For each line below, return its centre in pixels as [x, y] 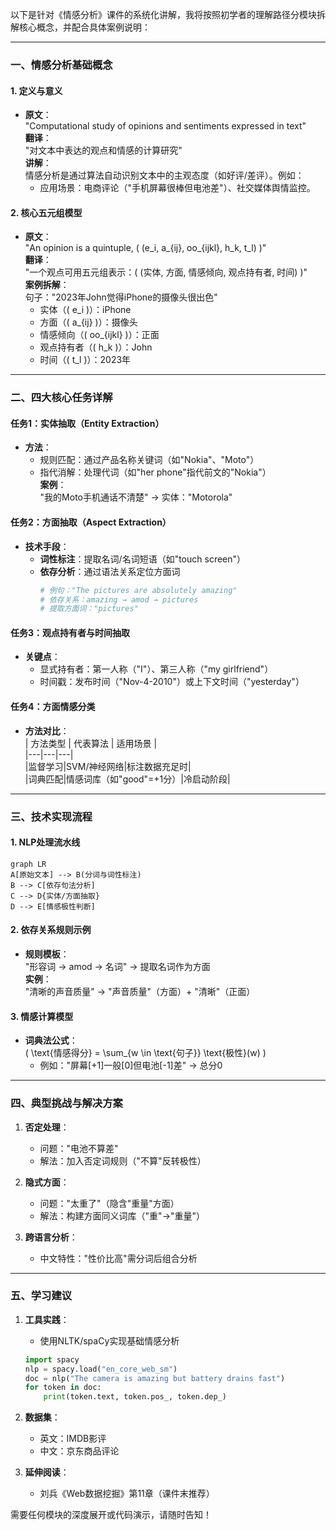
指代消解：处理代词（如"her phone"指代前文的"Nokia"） [155, 472]
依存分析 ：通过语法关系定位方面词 [110, 571]
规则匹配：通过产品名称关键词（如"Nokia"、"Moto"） [149, 460]
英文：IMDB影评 [73, 1439]
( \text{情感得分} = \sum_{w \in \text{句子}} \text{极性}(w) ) [145, 1053]
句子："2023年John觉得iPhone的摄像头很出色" [121, 297]
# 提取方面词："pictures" [89, 609]
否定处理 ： [47, 1127]
